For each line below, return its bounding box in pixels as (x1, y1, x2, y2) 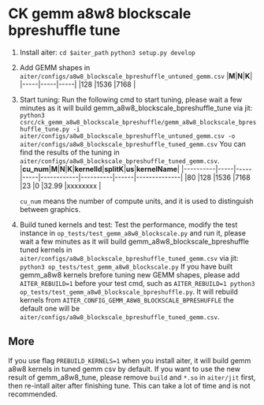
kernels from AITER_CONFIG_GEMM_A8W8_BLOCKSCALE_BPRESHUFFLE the (19, 295, 234, 304)
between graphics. (19, 204, 81, 214)
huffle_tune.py (19, 125, 70, 133)
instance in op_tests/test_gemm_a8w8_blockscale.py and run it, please (19, 228, 247, 237)
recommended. (8, 389, 58, 399)
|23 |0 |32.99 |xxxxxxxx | (19, 180, 102, 190)
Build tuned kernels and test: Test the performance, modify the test (19, 220, 238, 229)
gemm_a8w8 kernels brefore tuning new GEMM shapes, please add (19, 269, 240, 280)
